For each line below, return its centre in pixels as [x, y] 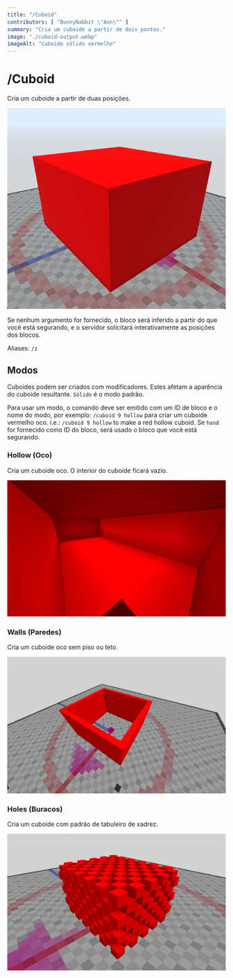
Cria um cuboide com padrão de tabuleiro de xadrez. [83, 824]
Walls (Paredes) [34, 632]
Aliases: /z [23, 348]
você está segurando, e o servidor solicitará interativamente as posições [111, 328]
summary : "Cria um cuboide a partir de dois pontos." [87, 29]
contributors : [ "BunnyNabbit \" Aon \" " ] [68, 22]
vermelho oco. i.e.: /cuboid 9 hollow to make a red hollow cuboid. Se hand [113, 423]
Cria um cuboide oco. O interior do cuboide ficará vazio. [87, 470]
